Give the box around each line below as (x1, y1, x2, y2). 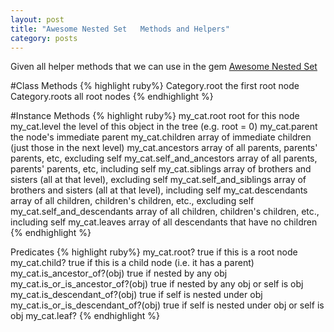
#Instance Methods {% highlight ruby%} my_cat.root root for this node (10, 110, 300, 122)
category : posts (10, 33, 78, 43)
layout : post (10, 14, 65, 25)
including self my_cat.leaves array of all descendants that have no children (10, 216, 318, 228)
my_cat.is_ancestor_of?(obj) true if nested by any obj (10, 267, 228, 280)
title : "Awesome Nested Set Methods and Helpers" (10, 24, 230, 34)
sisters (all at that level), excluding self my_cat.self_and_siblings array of (10, 174, 307, 186)
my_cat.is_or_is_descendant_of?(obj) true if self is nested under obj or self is (10, 299, 325, 311)
